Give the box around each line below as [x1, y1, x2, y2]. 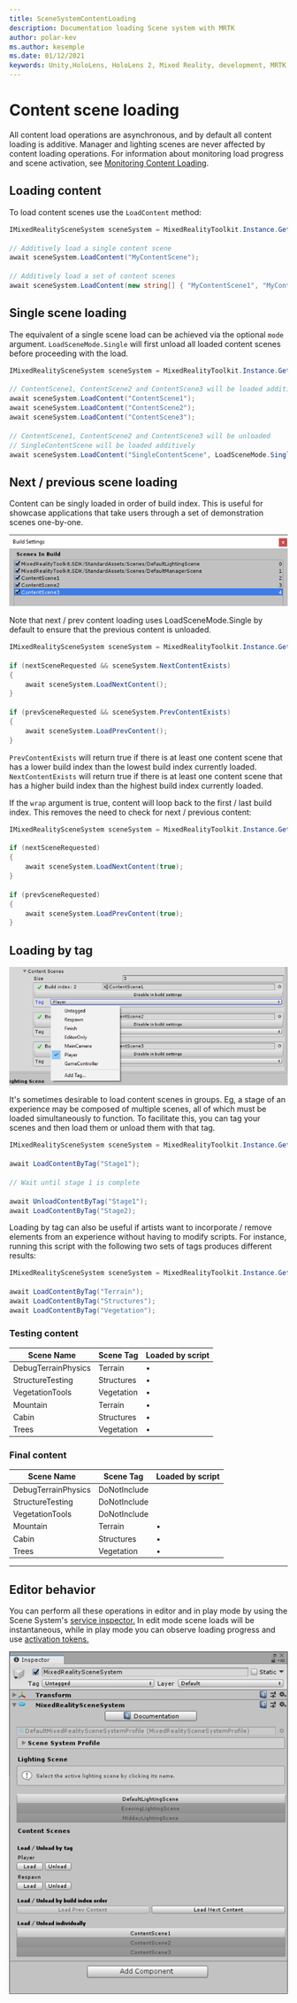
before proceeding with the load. [9, 348, 129, 359]
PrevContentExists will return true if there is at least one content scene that [9, 752, 283, 762]
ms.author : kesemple [9, 43, 86, 51]
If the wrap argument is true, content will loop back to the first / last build [9, 797, 272, 808]
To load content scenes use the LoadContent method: [9, 206, 202, 217]
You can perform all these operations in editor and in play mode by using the [9, 1605, 288, 1616]
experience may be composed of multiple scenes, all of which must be [9, 1103, 267, 1115]
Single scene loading [9, 305, 127, 321]
